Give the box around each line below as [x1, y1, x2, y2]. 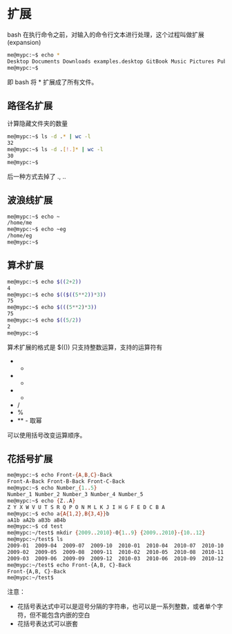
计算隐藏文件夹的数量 [7, 119, 68, 128]
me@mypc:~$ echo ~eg [7, 226, 67, 233]
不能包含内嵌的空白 [35, 611, 90, 620]
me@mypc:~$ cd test [7, 523, 64, 530]
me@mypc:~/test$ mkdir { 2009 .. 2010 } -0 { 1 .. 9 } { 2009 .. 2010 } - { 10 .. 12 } [7, 529, 206, 537]
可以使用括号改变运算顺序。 [7, 430, 86, 439]
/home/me [7, 219, 32, 226]
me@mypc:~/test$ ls [7, 536, 64, 543]
